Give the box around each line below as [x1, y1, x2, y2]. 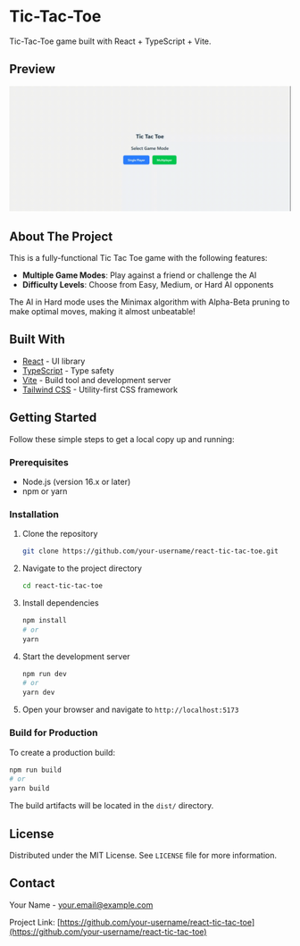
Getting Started [9, 410, 97, 425]
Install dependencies [21, 597, 100, 608]
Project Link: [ [9, 917, 61, 927]
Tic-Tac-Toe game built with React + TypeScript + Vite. [9, 36, 212, 46]
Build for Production [9, 726, 98, 739]
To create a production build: [9, 747, 116, 758]
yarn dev [21, 688, 55, 698]
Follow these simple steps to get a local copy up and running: [9, 433, 235, 444]
